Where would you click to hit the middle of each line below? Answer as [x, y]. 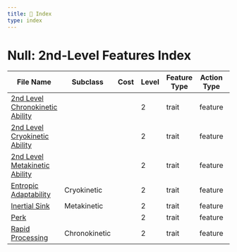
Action [212, 78]
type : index [25, 20]
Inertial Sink [30, 206]
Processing [30, 238]
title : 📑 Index [30, 14]
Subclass [87, 82]
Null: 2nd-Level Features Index [99, 55]
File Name [34, 82]
